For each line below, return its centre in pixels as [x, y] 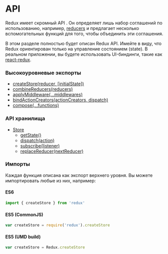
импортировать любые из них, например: [51, 180]
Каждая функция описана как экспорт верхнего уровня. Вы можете [79, 175]
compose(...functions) [36, 105]
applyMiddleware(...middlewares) [47, 95]
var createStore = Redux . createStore [45, 247]
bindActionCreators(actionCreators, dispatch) [60, 100]
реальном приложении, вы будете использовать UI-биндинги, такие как [84, 54]
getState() [31, 135]
